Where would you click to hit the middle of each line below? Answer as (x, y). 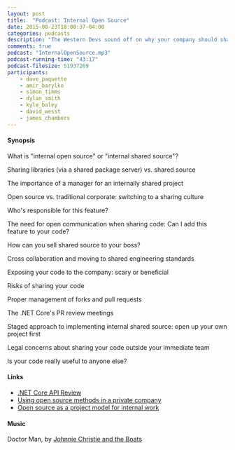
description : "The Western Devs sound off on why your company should (112, 40)
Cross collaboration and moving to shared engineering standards (101, 258)
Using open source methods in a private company (90, 400)
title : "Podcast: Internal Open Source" (69, 20)
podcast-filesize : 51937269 (48, 66)
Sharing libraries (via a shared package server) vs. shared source (101, 170)
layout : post (26, 14)
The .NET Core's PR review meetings (60, 313)
